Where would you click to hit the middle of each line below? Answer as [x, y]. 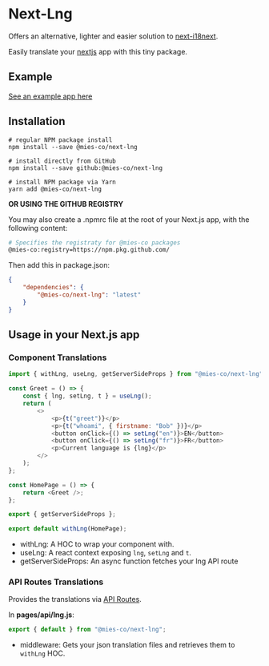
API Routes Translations [56, 582]
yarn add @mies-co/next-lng [55, 189]
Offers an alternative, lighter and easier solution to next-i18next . [113, 36]
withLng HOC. [42, 653]
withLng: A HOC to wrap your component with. [97, 544]
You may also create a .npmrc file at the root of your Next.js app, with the [129, 219]
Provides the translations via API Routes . [75, 599]
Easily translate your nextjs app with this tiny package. [98, 51]
